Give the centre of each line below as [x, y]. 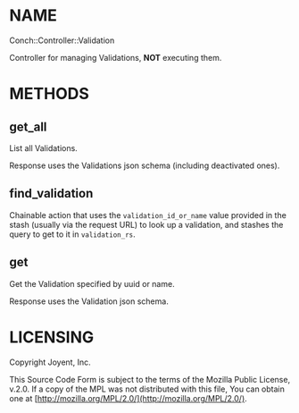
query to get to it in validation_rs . [72, 234]
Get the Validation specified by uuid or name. [92, 283]
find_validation [51, 194]
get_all [28, 126]
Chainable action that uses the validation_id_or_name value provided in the [148, 215]
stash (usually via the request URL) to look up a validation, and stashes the [146, 224]
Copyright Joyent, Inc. [50, 362]
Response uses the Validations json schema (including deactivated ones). [145, 165]
